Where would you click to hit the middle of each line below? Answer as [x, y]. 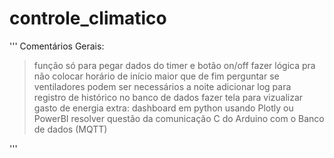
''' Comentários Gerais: [57, 46]
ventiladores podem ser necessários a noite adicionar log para [162, 86]
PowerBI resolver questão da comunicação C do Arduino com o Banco [179, 118]
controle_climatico [88, 18]
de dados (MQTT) [70, 129]
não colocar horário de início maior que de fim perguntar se [156, 76]
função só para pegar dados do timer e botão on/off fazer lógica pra [174, 65]
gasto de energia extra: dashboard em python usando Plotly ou [163, 108]
